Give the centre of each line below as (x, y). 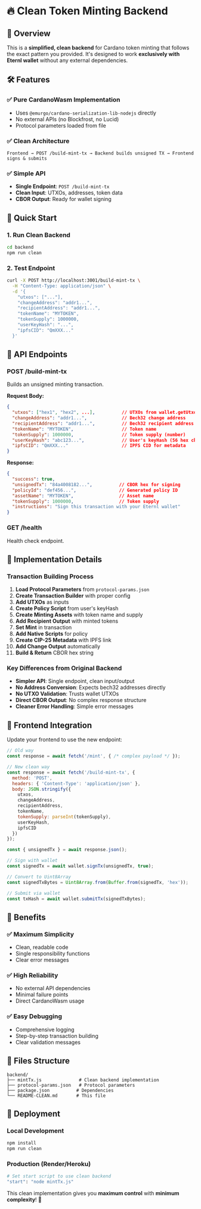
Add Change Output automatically (58, 647)
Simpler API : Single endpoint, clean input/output (75, 681)
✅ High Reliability (33, 975)
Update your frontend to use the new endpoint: (65, 740)
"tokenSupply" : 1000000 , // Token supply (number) (99, 435)
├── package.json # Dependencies (60, 1090)
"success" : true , (34, 479)
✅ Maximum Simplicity (40, 934)
